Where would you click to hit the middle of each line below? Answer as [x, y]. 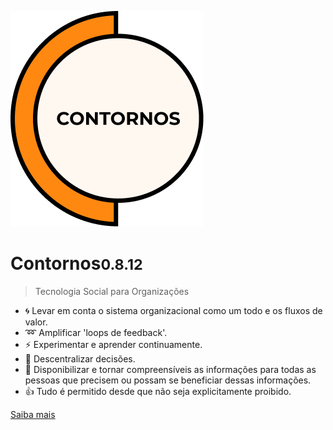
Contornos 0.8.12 [76, 263]
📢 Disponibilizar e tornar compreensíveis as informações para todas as [170, 369]
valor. [36, 322]
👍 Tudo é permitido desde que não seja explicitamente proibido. [158, 391]
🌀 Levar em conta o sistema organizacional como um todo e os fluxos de [173, 310]
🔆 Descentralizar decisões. [80, 358]
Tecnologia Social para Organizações [112, 291]
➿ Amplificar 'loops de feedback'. [96, 332]
